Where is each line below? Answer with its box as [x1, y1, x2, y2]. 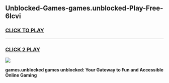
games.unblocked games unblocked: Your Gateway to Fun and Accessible [5, 66, 163, 72]
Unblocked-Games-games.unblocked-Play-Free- [5, 4, 163, 13]
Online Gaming [5, 72, 37, 78]
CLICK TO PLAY [5, 27, 44, 34]
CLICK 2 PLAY [5, 46, 40, 53]
